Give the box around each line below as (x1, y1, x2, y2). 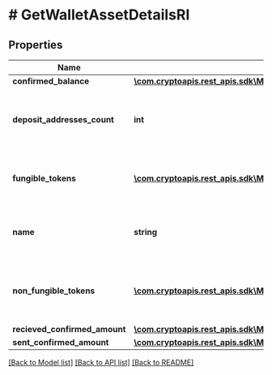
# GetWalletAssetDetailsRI (8, 6, 190, 24)
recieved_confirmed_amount (12, 324, 126, 335)
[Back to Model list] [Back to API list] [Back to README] (8, 358, 194, 367)
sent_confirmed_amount (12, 337, 109, 347)
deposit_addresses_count (12, 114, 115, 125)
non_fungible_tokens (12, 285, 96, 296)
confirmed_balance (12, 75, 90, 87)
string (133, 227, 158, 237)
